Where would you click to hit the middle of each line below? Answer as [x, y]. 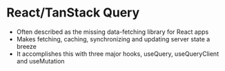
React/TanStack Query [73, 13]
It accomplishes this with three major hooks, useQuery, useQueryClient [117, 54]
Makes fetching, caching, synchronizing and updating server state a [113, 39]
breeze [27, 46]
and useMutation [40, 61]
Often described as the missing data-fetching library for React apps [112, 32]
